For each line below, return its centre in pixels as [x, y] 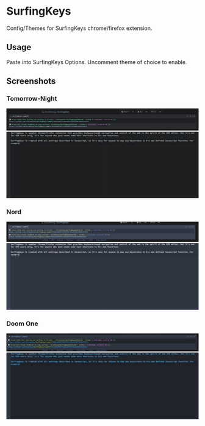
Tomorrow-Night [32, 99]
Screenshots [31, 81]
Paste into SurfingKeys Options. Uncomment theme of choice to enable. [97, 62]
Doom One [22, 323]
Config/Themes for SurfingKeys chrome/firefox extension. [79, 28]
